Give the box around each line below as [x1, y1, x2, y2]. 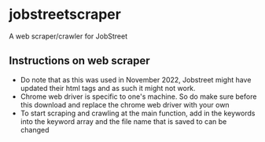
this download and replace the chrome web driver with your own [20, 100, 230, 109]
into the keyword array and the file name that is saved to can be [20, 116, 227, 126]
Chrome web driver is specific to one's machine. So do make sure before [20, 92, 257, 101]
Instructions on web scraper [9, 54, 150, 67]
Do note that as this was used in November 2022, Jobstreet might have [20, 75, 252, 84]
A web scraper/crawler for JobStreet [9, 31, 128, 41]
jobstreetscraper [9, 5, 121, 24]
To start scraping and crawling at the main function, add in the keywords [20, 108, 256, 118]
